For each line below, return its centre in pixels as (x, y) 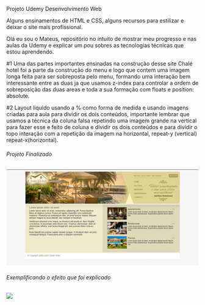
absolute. (18, 96)
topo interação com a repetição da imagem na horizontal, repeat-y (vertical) (102, 134)
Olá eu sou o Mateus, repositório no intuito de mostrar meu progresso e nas (102, 39)
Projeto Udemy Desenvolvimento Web (54, 9)
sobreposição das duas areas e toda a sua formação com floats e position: (100, 89)
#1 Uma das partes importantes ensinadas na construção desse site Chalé (100, 64)
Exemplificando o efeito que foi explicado (59, 277)
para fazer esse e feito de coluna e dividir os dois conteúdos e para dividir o (102, 127)
